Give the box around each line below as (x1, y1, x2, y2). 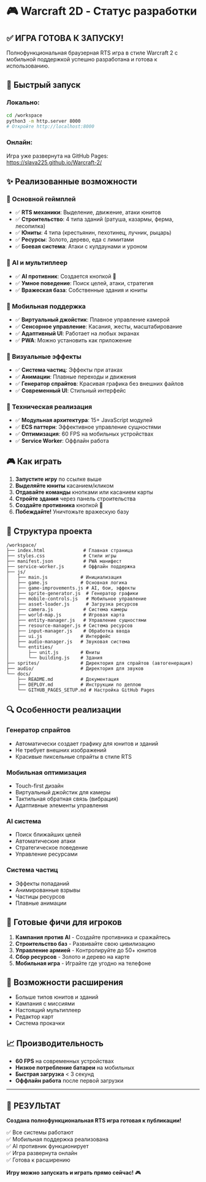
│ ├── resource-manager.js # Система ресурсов (6, 623, 133, 629)
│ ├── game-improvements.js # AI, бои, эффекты (6, 585, 136, 591)
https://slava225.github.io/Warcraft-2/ (6, 158, 102, 166)
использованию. (6, 62, 50, 69)
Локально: (6, 98, 40, 107)
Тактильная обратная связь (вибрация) (15, 795, 118, 803)
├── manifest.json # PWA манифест (6, 558, 122, 564)
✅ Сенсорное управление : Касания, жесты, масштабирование (15, 323, 183, 330)
